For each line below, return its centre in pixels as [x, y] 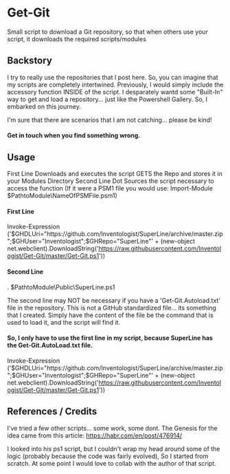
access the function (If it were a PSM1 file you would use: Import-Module [110, 188]
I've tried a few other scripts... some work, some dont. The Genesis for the [112, 428]
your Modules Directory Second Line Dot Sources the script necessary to [111, 181]
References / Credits [52, 412]
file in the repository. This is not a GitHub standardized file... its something [112, 308]
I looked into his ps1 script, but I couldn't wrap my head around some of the [114, 449]
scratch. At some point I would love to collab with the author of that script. [112, 463]
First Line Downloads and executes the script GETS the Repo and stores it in [115, 174]
